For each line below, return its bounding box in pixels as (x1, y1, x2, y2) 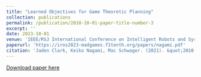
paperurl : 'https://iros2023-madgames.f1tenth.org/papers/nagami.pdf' (6, 42, 186, 48)
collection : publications (6, 14, 71, 20)
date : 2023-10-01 (6, 31, 50, 37)
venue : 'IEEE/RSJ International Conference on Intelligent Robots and (6, 36, 186, 42)
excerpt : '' (6, 25, 36, 32)
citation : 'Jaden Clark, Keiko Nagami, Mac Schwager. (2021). (6, 48, 165, 54)
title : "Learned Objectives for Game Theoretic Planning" (6, 8, 154, 15)
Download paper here (6, 64, 60, 71)
